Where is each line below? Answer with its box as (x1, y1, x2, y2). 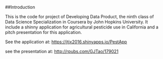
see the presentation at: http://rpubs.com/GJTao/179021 (5, 49, 119, 54)
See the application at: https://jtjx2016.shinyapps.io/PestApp (5, 39, 127, 45)
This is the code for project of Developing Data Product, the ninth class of (5, 14, 154, 19)
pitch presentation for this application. (5, 29, 82, 35)
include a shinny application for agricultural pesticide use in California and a (5, 24, 159, 30)
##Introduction (5, 4, 35, 10)
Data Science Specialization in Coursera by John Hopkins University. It (5, 19, 148, 25)
